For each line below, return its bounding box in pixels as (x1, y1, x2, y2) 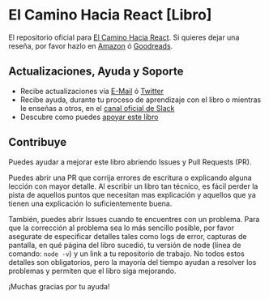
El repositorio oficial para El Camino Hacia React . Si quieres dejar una (8, 32, 240, 42)
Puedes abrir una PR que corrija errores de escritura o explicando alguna (8, 173, 253, 182)
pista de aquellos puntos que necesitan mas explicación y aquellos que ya (8, 190, 257, 199)
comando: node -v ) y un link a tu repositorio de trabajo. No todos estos (8, 249, 245, 258)
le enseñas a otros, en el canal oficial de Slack (19, 103, 175, 113)
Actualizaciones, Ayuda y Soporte (8, 65, 184, 79)
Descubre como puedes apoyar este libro (19, 112, 159, 122)
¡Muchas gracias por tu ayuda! (8, 281, 110, 291)
